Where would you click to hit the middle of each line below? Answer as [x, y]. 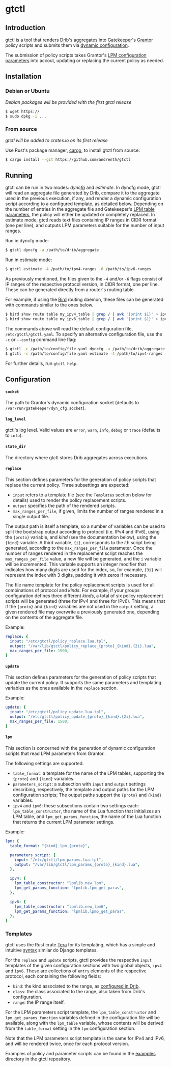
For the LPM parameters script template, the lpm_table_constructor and [81, 1012]
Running [19, 175]
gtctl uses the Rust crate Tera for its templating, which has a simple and [80, 945]
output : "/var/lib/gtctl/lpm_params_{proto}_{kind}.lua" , [77, 864]
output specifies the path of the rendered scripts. [64, 506]
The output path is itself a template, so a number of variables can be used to [85, 526]
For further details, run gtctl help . [41, 363]
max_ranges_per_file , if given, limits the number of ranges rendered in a [88, 511]
